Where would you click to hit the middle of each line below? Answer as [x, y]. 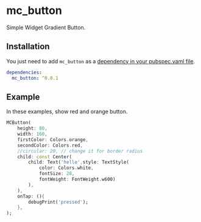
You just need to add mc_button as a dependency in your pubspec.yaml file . [101, 61]
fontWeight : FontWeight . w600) [77, 179]
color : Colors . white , [66, 168]
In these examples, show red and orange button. [67, 112]
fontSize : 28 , [57, 174]
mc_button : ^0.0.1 [35, 78]
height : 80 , [32, 128]
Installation [28, 47]
